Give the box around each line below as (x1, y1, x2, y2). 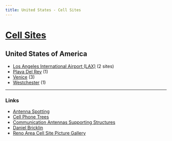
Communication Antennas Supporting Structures (12, 119, 116, 125)
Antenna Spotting (12, 108, 50, 115)
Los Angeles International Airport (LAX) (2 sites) (12, 63, 114, 69)
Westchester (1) (12, 79, 46, 86)
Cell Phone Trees (12, 114, 49, 120)
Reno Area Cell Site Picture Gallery (12, 130, 86, 136)
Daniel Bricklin (12, 124, 44, 130)
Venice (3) (12, 74, 35, 80)
